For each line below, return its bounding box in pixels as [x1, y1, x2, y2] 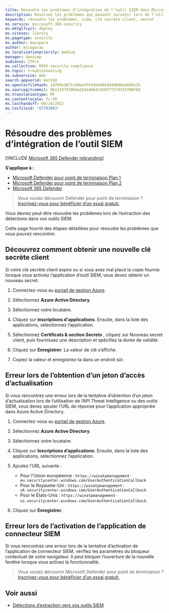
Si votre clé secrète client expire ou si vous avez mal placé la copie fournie [5, 266, 160, 272]
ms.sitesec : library [5, 31, 49, 36]
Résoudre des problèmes [5, 128, 112, 139]
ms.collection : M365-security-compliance [5, 64, 94, 69]
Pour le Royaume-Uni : [20, 482, 67, 488]
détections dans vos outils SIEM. [5, 215, 73, 221]
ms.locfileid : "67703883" [5, 106, 59, 111]
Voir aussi [5, 589, 37, 597]
